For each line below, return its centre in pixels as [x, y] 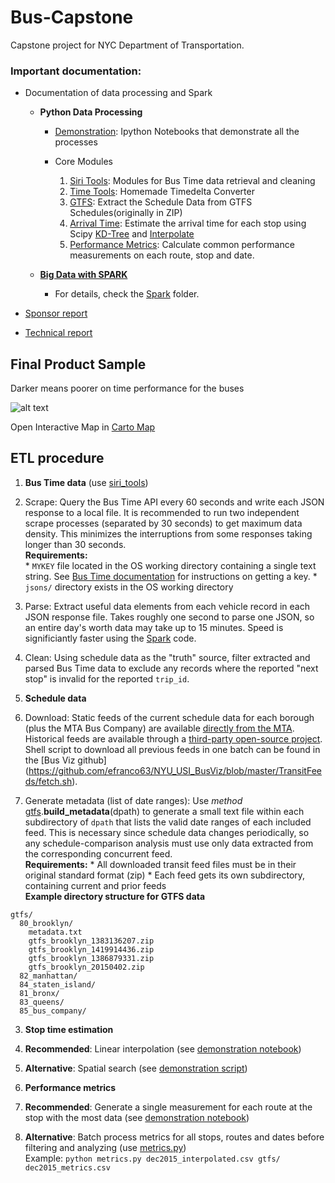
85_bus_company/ [53, 1011]
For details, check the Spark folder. [127, 294]
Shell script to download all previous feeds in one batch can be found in [172, 749]
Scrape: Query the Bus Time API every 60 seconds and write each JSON [174, 502]
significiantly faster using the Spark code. [110, 638]
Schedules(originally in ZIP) [126, 213]
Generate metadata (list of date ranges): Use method [133, 800]
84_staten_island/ [58, 984]
